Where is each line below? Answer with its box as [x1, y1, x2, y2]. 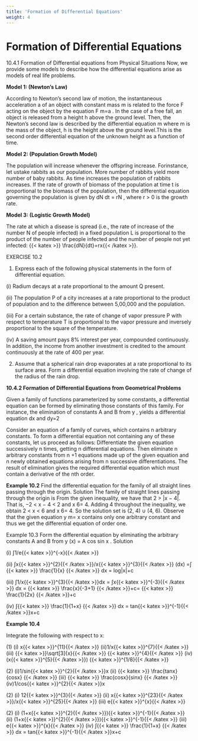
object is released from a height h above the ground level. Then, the [6, 114, 171, 121]
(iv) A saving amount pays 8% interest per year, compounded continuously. [6, 336, 190, 343]
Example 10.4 [6, 620, 40, 628]
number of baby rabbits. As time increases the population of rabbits [6, 175, 171, 182]
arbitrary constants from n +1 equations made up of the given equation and [6, 452, 189, 459]
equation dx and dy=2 [6, 415, 60, 422]
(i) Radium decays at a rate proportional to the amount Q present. [6, 283, 165, 290]
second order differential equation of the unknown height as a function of [6, 133, 185, 140]
